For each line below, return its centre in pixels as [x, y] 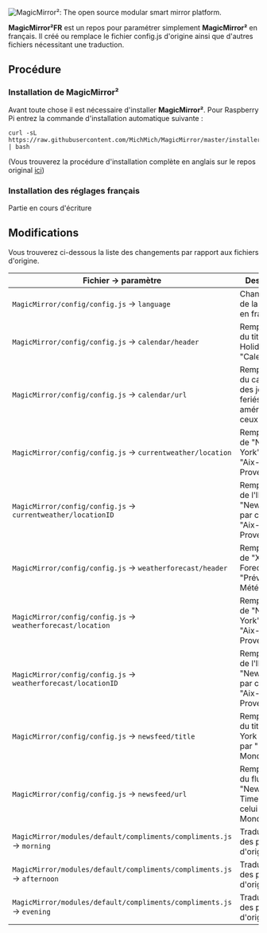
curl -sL [23, 133]
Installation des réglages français [74, 190]
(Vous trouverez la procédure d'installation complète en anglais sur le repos [132, 161]
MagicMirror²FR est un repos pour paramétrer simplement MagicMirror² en [133, 27]
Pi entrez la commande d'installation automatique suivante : [106, 118]
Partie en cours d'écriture [50, 208]
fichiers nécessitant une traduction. [66, 45]
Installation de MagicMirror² [64, 92]
